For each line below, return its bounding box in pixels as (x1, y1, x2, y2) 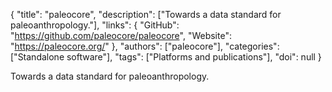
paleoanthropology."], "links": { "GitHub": (10, 19, 180, 31)
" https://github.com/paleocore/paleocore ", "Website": (10, 30, 232, 41)
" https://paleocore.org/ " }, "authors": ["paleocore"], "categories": (10, 40, 280, 52)
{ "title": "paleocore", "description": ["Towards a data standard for (10, 9, 282, 20)
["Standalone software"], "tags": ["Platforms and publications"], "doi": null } (10, 51, 322, 63)
